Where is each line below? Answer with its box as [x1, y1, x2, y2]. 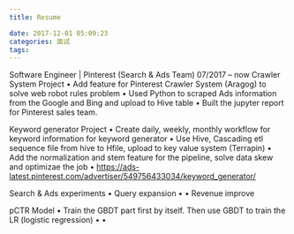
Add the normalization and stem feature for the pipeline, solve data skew [9, 152, 274, 163]
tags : [9, 45, 29, 54]
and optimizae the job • [9, 162, 95, 172]
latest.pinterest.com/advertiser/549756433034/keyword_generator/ [9, 171, 256, 182]
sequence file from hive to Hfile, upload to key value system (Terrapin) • [9, 143, 272, 154]
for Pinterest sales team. [9, 107, 98, 117]
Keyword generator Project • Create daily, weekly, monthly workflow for [9, 125, 271, 135]
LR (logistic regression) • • [9, 215, 107, 225]
